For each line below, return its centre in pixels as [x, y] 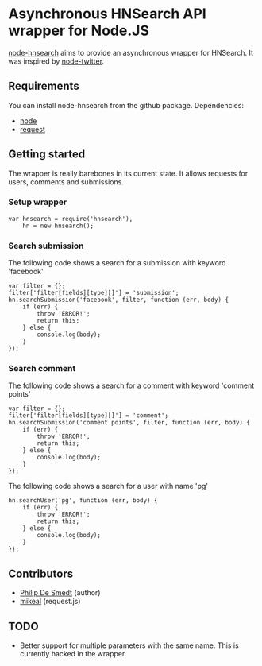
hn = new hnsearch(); [58, 226]
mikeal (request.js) [50, 602]
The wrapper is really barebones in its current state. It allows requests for [128, 173]
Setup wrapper [38, 202]
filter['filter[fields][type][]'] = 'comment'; [89, 416]
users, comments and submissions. [66, 182]
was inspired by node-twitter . [56, 61]
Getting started [47, 155]
